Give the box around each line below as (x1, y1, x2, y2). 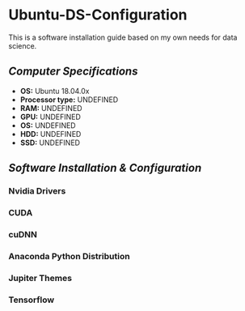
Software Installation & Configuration (8, 161, 202, 175)
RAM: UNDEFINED (19, 103, 82, 113)
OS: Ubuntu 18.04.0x (19, 86, 90, 96)
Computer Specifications (8, 65, 138, 79)
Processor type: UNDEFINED (19, 95, 119, 104)
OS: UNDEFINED (19, 120, 76, 130)
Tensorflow (8, 294, 55, 305)
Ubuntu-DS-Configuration (8, 6, 188, 24)
